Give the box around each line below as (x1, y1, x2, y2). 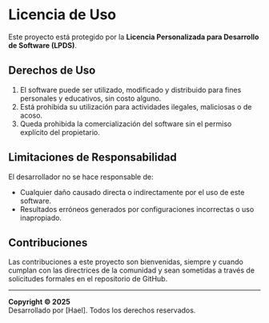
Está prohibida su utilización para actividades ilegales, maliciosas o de (19, 102, 252, 111)
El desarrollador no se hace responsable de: (8, 172, 154, 181)
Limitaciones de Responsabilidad (8, 150, 178, 165)
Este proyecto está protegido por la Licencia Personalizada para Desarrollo (8, 32, 259, 42)
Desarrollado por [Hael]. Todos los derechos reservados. (8, 305, 196, 315)
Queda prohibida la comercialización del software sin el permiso (19, 118, 232, 129)
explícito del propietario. (19, 127, 100, 137)
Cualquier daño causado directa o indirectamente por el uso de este (19, 187, 245, 197)
